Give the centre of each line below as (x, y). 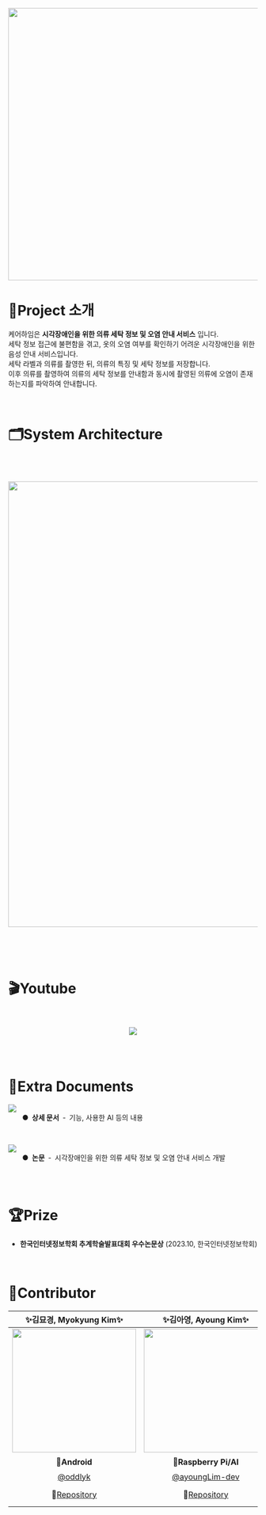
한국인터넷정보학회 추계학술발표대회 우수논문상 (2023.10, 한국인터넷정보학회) (139, 1243)
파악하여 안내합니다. (66, 384)
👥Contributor (52, 1293)
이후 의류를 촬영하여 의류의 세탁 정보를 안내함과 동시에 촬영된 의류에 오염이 (123, 373)
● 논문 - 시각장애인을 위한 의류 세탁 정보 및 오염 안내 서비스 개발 (124, 1158)
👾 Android (74, 1462)
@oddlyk (74, 1476)
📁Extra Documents (71, 1086)
